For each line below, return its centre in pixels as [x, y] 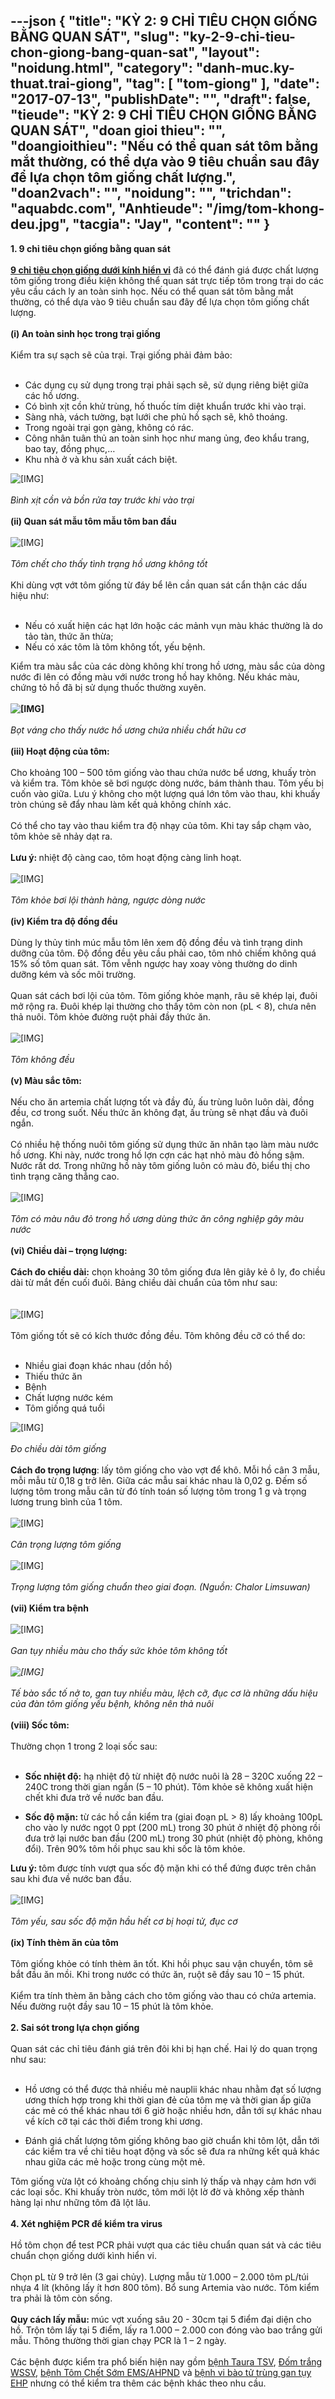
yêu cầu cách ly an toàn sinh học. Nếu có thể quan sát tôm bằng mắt [152, 291]
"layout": [230, 52]
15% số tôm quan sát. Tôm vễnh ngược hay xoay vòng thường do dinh [154, 963]
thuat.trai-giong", [66, 84]
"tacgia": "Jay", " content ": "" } [171, 224]
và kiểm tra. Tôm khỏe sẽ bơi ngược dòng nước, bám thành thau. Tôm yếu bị [167, 783]
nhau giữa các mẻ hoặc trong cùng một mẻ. [115, 2161]
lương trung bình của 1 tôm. [66, 1501]
